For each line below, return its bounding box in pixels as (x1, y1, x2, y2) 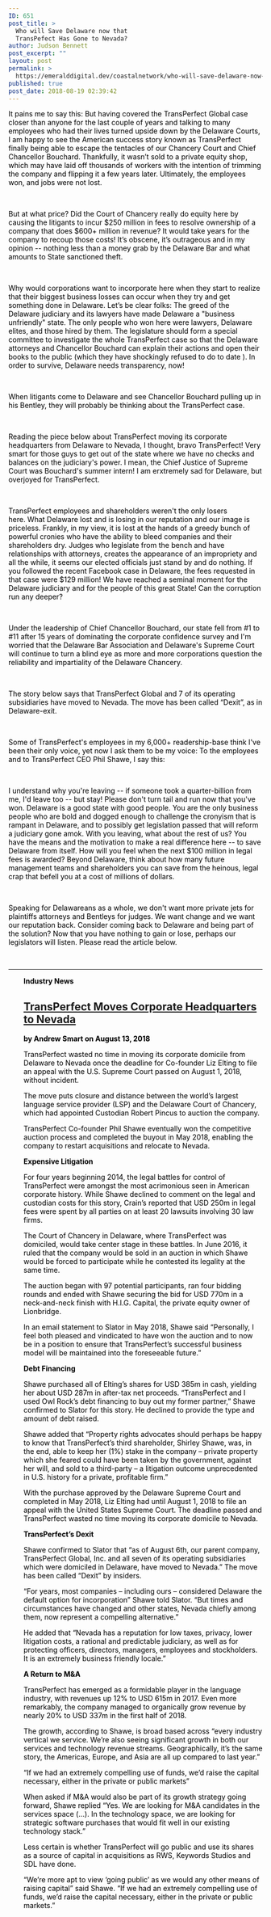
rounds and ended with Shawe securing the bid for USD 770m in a (23, 1290, 244, 1300)
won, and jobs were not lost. (8, 178, 102, 187)
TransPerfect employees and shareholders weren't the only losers (8, 506, 227, 516)
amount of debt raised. (23, 1414, 99, 1423)
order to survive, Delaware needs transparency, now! (8, 360, 186, 370)
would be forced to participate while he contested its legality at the (23, 1257, 246, 1266)
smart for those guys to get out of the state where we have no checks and (8, 449, 255, 459)
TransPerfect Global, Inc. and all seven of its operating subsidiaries (23, 1553, 246, 1564)
